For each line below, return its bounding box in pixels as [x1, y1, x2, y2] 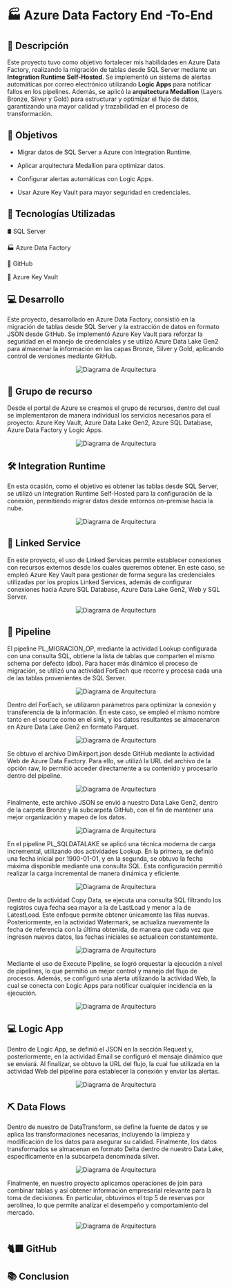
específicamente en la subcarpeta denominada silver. [7, 1152, 159, 1161]
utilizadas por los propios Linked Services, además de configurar [7, 577, 192, 586]
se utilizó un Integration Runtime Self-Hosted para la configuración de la [7, 489, 213, 498]
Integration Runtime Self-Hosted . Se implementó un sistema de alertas [7, 73, 211, 81]
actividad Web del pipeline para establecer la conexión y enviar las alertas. [7, 1067, 220, 1075]
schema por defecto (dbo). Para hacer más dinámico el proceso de [7, 659, 198, 667]
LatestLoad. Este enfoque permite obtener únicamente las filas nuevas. [7, 911, 210, 919]
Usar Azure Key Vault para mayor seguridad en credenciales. [17, 188, 191, 196]
